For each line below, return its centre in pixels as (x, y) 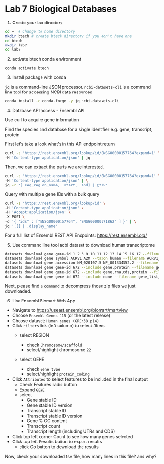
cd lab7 (13, 50)
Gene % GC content (47, 421)
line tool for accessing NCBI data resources (49, 92)
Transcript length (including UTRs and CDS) (71, 431)
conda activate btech (27, 68)
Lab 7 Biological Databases (61, 9)
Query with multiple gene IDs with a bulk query (52, 194)
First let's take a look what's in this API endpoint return (60, 144)
